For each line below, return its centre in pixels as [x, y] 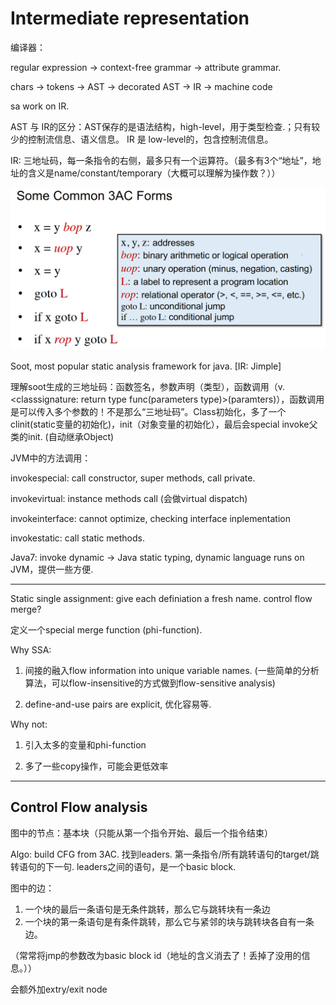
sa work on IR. [40, 106]
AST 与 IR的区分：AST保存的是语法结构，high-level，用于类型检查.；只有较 [165, 126]
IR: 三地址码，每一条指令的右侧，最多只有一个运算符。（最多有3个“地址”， [161, 160]
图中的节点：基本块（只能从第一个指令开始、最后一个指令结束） [141, 833]
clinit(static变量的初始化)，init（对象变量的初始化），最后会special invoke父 [164, 424]
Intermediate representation [130, 18]
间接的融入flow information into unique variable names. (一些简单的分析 [172, 670]
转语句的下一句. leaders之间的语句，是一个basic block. [123, 866]
